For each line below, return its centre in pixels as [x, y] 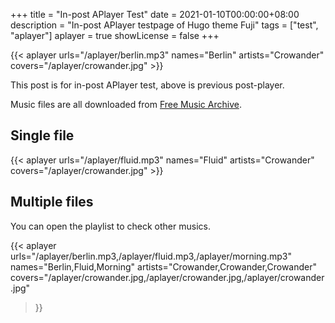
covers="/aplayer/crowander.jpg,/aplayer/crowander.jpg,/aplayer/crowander [167, 277]
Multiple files [52, 202]
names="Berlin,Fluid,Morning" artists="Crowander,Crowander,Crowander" [164, 266]
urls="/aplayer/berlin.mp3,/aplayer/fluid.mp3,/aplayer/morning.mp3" [151, 256]
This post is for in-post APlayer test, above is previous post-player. [147, 85]
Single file [42, 135]
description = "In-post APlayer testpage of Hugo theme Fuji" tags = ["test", [164, 25]
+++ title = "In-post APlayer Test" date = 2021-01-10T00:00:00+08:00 [155, 14]
